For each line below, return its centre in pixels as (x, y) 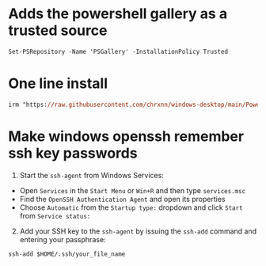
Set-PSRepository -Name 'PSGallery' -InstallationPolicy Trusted (118, 51)
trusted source (58, 30)
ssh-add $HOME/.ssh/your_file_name (67, 254)
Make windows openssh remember (126, 136)
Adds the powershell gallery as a (118, 14)
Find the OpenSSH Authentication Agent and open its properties (122, 199)
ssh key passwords (73, 153)
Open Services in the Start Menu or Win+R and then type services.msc (133, 190)
